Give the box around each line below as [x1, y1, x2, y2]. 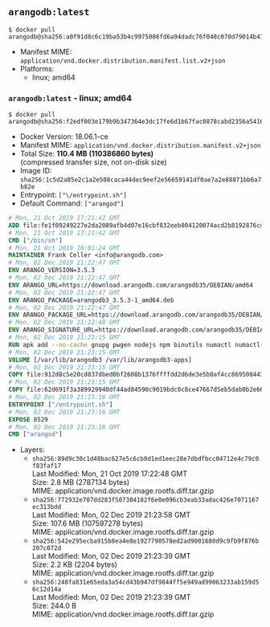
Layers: [19, 445, 45, 454]
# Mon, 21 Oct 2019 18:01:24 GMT [8, 244, 121, 252]
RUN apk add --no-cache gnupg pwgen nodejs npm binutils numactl [8, 340, 231, 348]
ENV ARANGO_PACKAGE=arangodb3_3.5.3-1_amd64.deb [8, 296, 174, 304]
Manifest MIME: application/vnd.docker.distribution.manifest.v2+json [19, 140, 261, 150]
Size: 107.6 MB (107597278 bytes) [31, 519, 144, 528]
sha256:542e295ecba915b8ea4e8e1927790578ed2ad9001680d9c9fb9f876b [31, 537, 260, 545]
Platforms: [19, 63, 55, 73]
